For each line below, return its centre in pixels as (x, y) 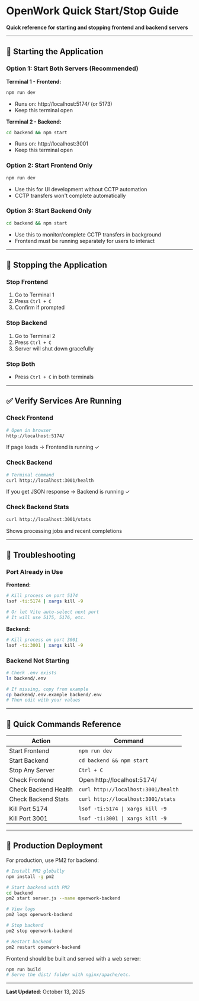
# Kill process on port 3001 (42, 640)
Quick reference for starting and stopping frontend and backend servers (97, 27)
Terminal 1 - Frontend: (34, 81)
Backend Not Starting (38, 661)
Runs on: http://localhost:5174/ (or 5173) (63, 104)
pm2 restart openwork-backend (44, 947)
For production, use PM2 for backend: (52, 860)
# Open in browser (29, 430)
